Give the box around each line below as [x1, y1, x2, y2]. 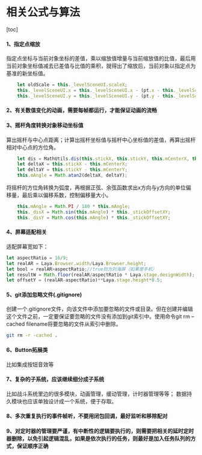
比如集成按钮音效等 [6, 361, 54, 368]
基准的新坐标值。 [6, 70, 49, 77]
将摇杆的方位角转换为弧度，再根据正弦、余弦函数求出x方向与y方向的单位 [6, 184, 186, 191]
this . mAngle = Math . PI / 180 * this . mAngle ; [17, 204, 130, 210]
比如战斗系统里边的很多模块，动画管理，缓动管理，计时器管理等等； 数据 [6, 390, 187, 397]
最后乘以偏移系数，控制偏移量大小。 [22, 192, 112, 199]
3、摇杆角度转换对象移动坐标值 [6, 121, 84, 129]
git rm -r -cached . [6, 332, 58, 338]
